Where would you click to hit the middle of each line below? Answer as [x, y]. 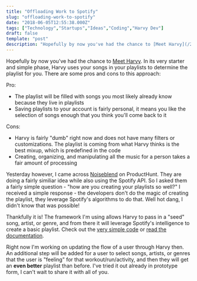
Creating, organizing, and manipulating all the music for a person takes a [102, 156]
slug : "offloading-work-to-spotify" [51, 17]
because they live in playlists [49, 102]
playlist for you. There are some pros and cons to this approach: [84, 73]
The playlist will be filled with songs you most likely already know [93, 96]
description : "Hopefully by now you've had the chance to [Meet [86, 45]
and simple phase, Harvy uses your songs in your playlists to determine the [97, 67]
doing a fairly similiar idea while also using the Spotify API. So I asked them [97, 180]
